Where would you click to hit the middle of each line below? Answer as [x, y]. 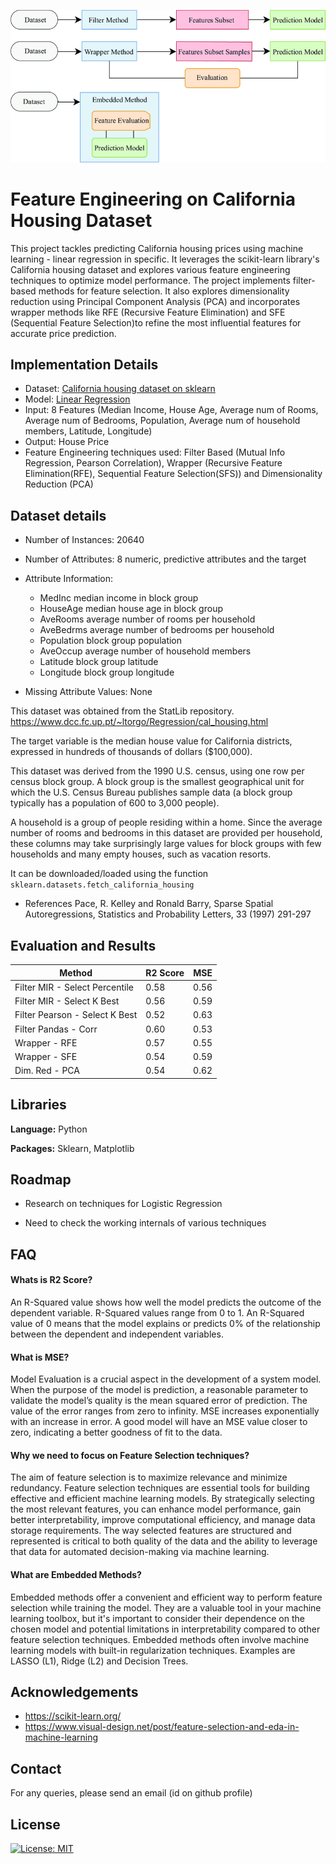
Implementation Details [84, 365]
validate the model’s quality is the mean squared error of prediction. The [159, 1401]
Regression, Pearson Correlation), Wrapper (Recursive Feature [153, 463]
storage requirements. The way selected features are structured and [151, 1531]
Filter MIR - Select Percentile [74, 987]
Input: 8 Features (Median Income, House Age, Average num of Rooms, [171, 410]
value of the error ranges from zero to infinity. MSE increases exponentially [165, 1411]
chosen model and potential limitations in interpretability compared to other [165, 1629]
